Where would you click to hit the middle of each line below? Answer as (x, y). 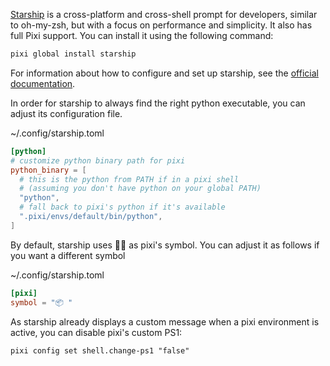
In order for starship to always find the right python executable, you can (158, 103)
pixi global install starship (73, 54)
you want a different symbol (68, 255)
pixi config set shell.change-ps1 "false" (100, 350)
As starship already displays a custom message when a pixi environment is (165, 321)
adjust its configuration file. (66, 113)
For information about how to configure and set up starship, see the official (164, 73)
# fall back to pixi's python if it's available (122, 207)
